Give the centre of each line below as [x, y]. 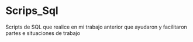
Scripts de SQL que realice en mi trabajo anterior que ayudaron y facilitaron [96, 27]
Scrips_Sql [32, 11]
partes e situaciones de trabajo [43, 33]
